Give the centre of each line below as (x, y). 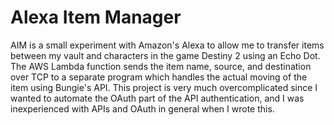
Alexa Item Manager (96, 17)
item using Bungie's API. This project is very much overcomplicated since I (164, 87)
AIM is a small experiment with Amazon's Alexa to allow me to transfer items (167, 45)
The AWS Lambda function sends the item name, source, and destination (161, 66)
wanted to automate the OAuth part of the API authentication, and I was (157, 98)
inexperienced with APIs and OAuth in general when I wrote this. (142, 108)
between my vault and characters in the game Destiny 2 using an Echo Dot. (165, 55)
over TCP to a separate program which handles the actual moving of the (159, 77)
